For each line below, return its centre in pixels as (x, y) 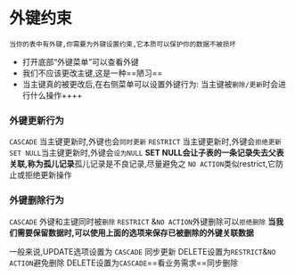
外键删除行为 (37, 200)
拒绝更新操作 (48, 175)
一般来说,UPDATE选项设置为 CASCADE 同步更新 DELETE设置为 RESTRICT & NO (143, 251)
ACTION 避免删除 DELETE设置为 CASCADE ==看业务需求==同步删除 (124, 263)
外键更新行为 (37, 120)
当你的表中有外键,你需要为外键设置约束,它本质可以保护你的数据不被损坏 (123, 44)
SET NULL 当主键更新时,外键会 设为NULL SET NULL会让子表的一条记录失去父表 (147, 153)
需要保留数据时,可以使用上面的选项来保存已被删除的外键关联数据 (135, 232)
